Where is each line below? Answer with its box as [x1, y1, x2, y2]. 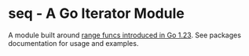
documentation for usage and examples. [8, 38, 139, 47]
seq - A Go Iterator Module [8, 5, 185, 23]
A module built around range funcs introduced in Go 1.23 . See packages [8, 30, 242, 40]
